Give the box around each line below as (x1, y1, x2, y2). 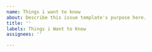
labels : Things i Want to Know (6, 25, 86, 32)
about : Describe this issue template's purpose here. (6, 15, 147, 21)
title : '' (6, 20, 32, 26)
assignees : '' (6, 31, 43, 37)
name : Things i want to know (6, 8, 81, 15)
